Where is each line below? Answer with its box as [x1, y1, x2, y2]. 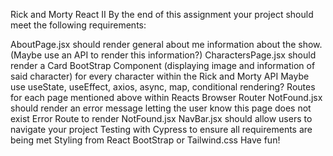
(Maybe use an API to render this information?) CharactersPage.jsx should [10, 49, 317, 61]
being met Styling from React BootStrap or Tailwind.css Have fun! [10, 134, 281, 146]
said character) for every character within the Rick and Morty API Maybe [10, 70, 310, 82]
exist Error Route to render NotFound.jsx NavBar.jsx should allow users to [10, 113, 313, 124]
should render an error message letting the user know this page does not [10, 102, 312, 114]
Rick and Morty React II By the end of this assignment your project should [10, 9, 314, 20]
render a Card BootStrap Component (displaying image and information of [10, 60, 316, 71]
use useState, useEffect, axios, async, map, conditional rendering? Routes [10, 81, 316, 93]
